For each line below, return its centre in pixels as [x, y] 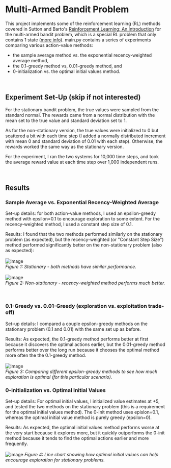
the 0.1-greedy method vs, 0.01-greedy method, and [67, 66]
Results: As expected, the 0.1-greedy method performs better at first [77, 339]
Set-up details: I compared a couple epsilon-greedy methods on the [76, 324]
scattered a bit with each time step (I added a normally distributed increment [85, 136]
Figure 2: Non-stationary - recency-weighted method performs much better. [85, 283]
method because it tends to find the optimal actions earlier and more [77, 438]
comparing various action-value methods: [49, 45]
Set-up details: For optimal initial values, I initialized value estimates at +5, [83, 401]
